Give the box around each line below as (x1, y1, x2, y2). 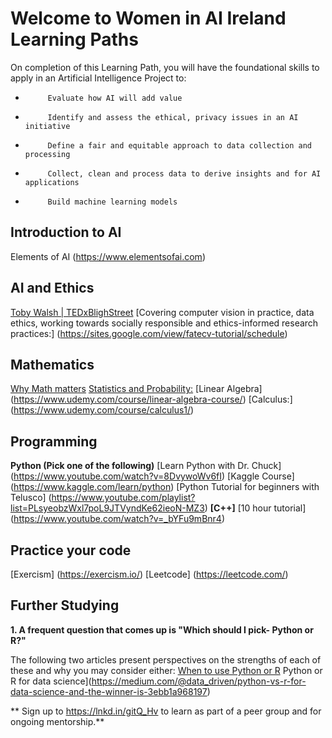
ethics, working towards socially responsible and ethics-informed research (10, 317, 319, 329)
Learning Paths (10, 28, 139, 51)
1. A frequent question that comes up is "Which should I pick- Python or (10, 623, 314, 636)
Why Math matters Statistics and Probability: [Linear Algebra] (10, 383, 263, 395)
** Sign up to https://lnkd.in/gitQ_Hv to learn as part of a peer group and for (10, 705, 322, 717)
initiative (24, 121, 71, 131)
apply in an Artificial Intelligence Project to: (10, 72, 187, 84)
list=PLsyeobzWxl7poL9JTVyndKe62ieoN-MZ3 (10, 502, 205, 514)
